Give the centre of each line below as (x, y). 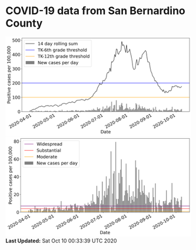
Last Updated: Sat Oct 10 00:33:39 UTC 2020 (61, 241)
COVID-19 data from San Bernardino (96, 11)
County (24, 23)
